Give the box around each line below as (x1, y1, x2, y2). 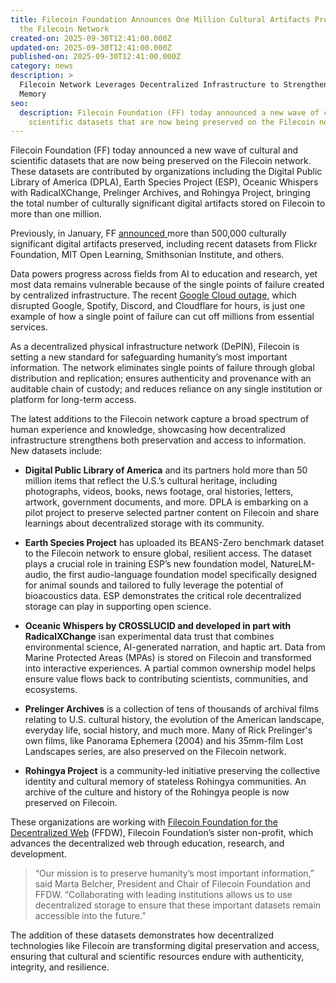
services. (10, 321, 48, 333)
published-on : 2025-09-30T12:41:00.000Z (10, 52, 182, 62)
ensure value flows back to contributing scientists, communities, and (24, 673, 309, 685)
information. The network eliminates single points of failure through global (10, 362, 315, 374)
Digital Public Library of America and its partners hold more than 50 (24, 464, 308, 476)
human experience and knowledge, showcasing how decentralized (10, 424, 286, 436)
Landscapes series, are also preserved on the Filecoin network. (24, 746, 287, 758)
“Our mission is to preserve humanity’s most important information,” (34, 867, 315, 880)
